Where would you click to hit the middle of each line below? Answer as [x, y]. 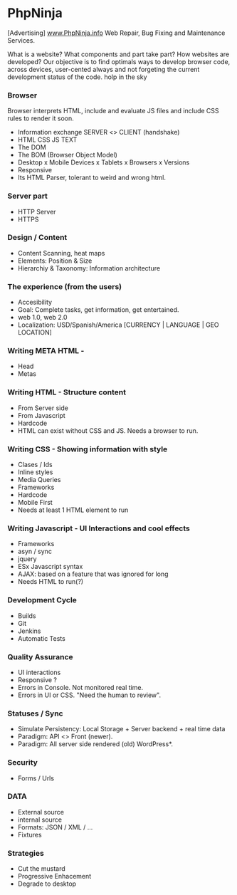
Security [22, 763]
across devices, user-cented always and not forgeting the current [104, 69]
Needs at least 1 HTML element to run [73, 510]
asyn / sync [35, 551]
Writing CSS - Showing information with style [88, 449]
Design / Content [37, 238]
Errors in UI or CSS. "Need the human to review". [89, 695]
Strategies [26, 853]
